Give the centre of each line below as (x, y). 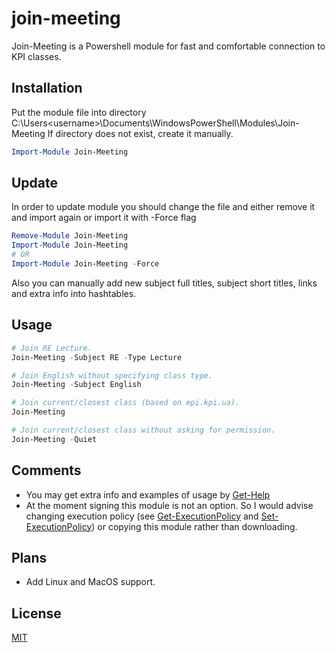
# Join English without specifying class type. (112, 375)
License (36, 613)
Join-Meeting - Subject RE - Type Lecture (97, 357)
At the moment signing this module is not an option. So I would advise (169, 505)
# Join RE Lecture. (52, 348)
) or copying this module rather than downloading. (194, 526)
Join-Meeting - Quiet (54, 439)
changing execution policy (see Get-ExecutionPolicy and (142, 516)
